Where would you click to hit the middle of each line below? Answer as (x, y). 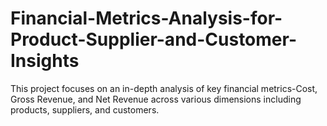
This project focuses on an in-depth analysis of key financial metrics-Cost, (164, 88)
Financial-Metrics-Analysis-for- (146, 18)
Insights (45, 61)
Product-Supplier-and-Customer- (153, 39)
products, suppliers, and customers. (85, 109)
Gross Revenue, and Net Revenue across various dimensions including (156, 99)
